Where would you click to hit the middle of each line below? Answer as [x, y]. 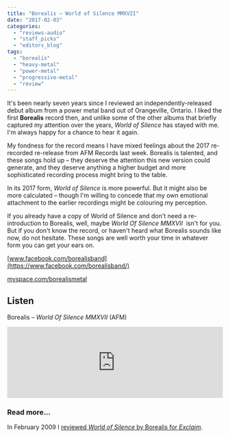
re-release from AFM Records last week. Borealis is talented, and [126, 153]
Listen [21, 300]
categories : [24, 26]
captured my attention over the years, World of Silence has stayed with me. [113, 125]
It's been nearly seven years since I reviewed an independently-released [110, 103]
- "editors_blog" [38, 45]
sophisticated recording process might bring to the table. [87, 175]
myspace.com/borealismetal [47, 279]
